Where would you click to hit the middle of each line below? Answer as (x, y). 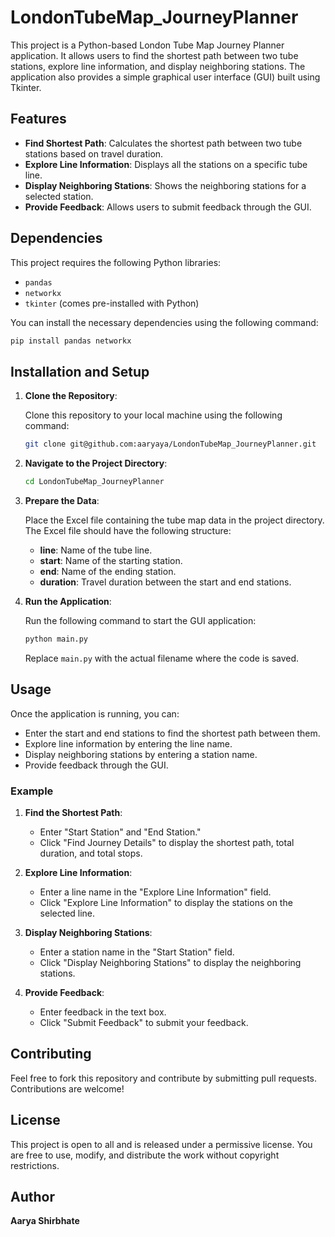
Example (32, 791)
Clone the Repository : (71, 396)
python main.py (56, 639)
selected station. (59, 196)
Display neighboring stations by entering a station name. (141, 754)
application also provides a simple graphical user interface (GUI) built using (165, 77)
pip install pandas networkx (71, 341)
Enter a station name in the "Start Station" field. (137, 952)
